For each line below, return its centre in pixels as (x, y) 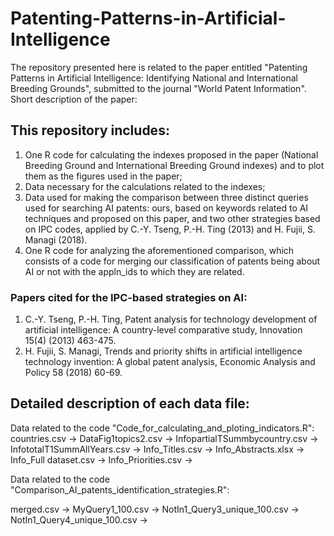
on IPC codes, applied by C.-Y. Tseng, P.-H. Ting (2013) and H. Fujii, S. (170, 229)
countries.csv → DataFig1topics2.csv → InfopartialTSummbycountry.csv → (164, 438)
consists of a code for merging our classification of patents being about (172, 261)
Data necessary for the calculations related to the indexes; (145, 186)
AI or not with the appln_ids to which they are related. (134, 271)
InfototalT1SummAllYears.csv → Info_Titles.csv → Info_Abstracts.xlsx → (157, 449)
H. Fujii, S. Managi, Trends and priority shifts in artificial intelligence (163, 351)
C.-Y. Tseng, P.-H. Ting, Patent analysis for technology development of (171, 319)
